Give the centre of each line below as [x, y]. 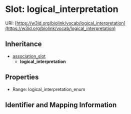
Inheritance [23, 44]
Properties [22, 77]
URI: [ [11, 23]
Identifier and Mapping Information [61, 105]
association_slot [29, 56]
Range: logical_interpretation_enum [49, 89]
